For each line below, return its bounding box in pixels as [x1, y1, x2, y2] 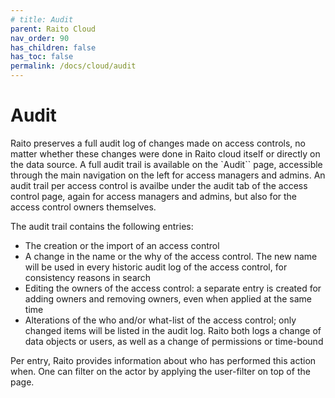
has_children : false [10, 42, 97, 53]
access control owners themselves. [10, 201, 157, 213]
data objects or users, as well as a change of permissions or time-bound [24, 335, 324, 347]
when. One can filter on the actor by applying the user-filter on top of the [10, 365, 311, 377]
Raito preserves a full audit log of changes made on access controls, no [10, 137, 307, 149]
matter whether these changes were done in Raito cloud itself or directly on [10, 147, 321, 160]
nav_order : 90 [10, 33, 70, 43]
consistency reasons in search [24, 271, 152, 283]
